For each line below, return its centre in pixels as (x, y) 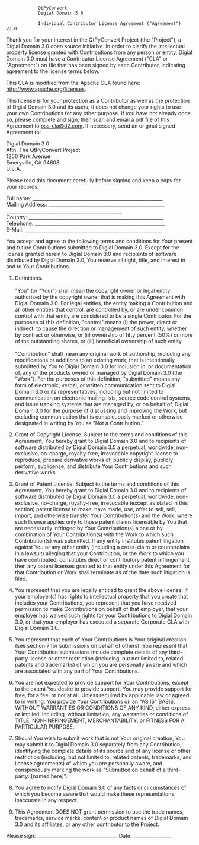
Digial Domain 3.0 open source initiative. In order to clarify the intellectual (96, 46)
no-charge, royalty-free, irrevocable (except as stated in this (114, 503)
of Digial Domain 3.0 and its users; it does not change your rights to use (94, 107)
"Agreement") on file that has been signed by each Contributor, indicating (96, 65)
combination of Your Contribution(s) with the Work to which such (94, 534)
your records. (23, 187)
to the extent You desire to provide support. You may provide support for (103, 689)
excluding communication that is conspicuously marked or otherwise (99, 417)
